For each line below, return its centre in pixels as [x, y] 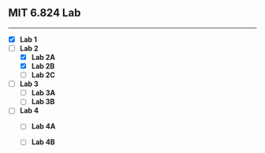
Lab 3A [43, 93]
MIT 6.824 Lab [45, 13]
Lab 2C [43, 75]
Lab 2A [43, 57]
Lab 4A [43, 126]
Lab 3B [43, 102]
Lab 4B [43, 142]
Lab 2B [43, 66]
